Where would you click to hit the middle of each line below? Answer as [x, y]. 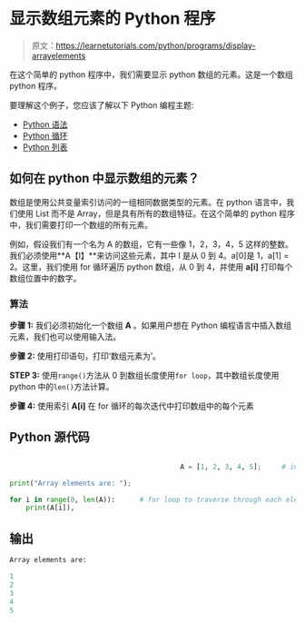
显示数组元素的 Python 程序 [113, 19]
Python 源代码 [50, 437]
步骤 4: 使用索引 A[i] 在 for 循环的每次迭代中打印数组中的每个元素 [132, 406]
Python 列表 [45, 147]
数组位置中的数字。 [45, 278]
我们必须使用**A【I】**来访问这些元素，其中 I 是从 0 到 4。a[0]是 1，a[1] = [149, 255]
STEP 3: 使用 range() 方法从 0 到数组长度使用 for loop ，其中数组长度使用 [144, 375]
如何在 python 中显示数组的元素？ [104, 178]
